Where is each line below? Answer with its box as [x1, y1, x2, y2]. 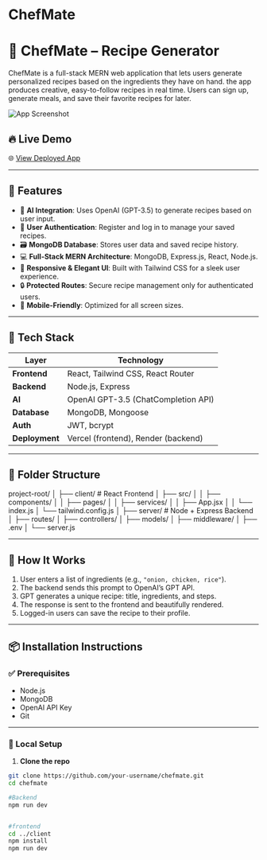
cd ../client [8, 830, 52, 838]
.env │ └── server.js [8, 523, 75, 532]
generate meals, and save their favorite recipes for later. [8, 94, 192, 103]
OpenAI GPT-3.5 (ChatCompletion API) [67, 394, 215, 405]
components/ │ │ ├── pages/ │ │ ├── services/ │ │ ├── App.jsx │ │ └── [8, 497, 253, 507]
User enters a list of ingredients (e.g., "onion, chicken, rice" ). [19, 574, 226, 584]
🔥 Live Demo [8, 132, 72, 146]
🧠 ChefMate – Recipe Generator [8, 42, 220, 60]
